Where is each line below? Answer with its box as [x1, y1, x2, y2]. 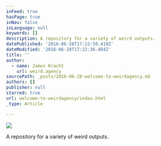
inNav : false [6, 19, 38, 25]
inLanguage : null [6, 25, 49, 31]
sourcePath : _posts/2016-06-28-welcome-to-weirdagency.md [6, 74, 150, 79]
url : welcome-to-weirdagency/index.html [6, 95, 107, 101]
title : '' [6, 52, 30, 58]
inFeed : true [6, 8, 38, 15]
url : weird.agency [16, 68, 61, 74]
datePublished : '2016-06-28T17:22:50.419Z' [6, 41, 114, 47]
